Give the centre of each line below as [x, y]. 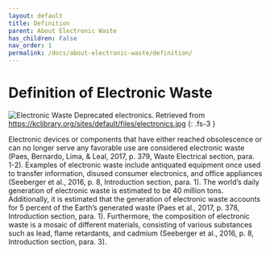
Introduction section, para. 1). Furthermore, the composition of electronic [129, 216]
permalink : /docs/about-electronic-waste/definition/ [101, 53]
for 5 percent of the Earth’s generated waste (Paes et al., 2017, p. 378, [124, 207]
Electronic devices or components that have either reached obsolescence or [135, 139]
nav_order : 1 [30, 46]
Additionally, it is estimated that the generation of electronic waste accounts [134, 199]
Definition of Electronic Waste [110, 93]
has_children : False [43, 38]
